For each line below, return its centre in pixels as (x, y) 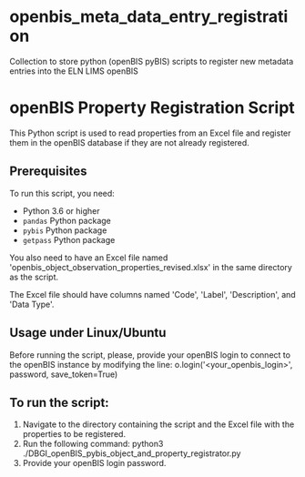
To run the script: (59, 402)
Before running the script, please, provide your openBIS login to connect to (150, 355)
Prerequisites (48, 172)
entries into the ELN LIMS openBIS (74, 71)
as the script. (34, 277)
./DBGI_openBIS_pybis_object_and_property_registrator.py (132, 453)
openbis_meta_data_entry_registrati (149, 17)
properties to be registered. (74, 434)
